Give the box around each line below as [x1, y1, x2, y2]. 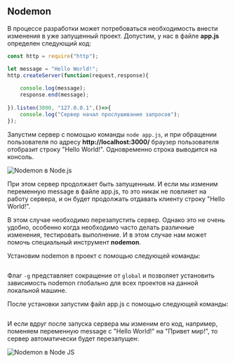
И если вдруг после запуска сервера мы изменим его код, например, [7, 319, 218, 328]
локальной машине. [7, 286, 67, 294]
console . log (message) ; [20, 85, 86, 92]
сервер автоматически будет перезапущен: [7, 334, 139, 343]
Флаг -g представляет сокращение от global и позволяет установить [7, 271, 215, 280]
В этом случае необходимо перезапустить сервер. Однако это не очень [7, 215, 225, 224]
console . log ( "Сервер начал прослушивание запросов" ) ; [20, 111, 180, 118]
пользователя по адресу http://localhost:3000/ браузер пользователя [7, 137, 220, 146]
